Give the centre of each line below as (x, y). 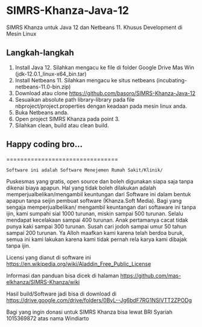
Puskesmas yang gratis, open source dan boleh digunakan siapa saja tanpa (100, 181)
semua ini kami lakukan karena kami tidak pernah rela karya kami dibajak (97, 239)
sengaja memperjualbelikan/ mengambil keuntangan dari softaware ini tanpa (101, 207)
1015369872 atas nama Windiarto (48, 318)
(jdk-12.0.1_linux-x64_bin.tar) (51, 74)
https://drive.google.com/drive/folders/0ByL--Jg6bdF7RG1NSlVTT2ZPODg (99, 300)
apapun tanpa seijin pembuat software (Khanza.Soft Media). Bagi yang (94, 200)
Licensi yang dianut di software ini (49, 257)
